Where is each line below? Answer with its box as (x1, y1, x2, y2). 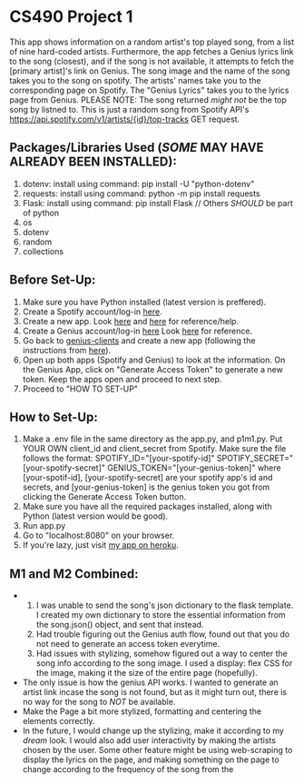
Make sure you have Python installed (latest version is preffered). (22, 296, 267, 307)
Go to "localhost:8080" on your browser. (22, 530, 175, 541)
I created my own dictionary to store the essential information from (35, 610, 286, 620)
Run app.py (22, 521, 66, 531)
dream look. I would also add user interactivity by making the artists (22, 735, 277, 746)
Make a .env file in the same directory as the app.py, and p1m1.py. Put (22, 433, 283, 444)
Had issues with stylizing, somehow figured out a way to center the (35, 648, 288, 660)
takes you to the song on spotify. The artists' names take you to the (9, 74, 261, 85)
